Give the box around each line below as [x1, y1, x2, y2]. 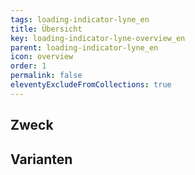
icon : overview [10, 52, 74, 62]
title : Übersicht [10, 24, 83, 34]
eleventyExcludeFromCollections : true [10, 80, 172, 90]
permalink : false [10, 71, 83, 81]
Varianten [10, 151, 73, 168]
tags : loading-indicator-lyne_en [10, 14, 150, 25]
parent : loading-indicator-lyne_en [10, 42, 159, 53]
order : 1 [10, 61, 47, 71]
